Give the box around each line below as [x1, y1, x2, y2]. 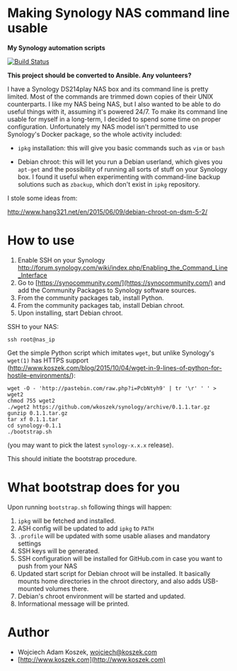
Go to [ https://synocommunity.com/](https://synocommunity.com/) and [17, 278, 226, 287]
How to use [7, 233, 75, 249]
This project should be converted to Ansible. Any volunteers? [7, 71, 192, 79]
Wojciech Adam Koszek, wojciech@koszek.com [17, 648, 158, 656]
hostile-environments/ [7, 371, 72, 379]
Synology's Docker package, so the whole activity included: [7, 130, 183, 138]
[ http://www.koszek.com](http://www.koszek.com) [17, 655, 166, 664]
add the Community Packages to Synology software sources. [17, 286, 197, 294]
